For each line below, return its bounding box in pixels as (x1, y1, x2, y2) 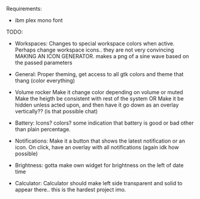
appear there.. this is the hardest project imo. (14, 186, 126, 193)
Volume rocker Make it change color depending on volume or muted (14, 89, 184, 95)
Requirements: (6, 5, 42, 12)
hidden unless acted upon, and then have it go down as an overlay (14, 101, 179, 108)
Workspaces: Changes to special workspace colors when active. (14, 40, 175, 47)
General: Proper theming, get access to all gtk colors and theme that (14, 71, 184, 77)
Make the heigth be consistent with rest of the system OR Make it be (14, 95, 184, 102)
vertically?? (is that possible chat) (14, 108, 98, 114)
